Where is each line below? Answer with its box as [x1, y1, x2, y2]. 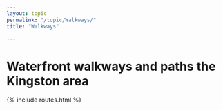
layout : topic [6, 10, 48, 17]
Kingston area [6, 73, 89, 89]
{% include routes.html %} [6, 96, 82, 104]
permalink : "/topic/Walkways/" [6, 16, 97, 23]
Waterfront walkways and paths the [6, 58, 216, 74]
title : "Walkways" [6, 23, 59, 30]
